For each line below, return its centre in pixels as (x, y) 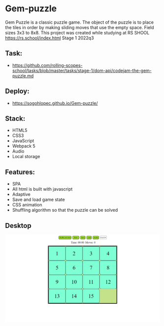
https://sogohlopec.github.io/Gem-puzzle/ (55, 103)
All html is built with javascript (42, 189)
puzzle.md (23, 76)
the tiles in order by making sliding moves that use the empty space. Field (80, 27)
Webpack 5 (24, 146)
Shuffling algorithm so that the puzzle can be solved (65, 210)
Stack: (15, 118)
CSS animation (27, 205)
